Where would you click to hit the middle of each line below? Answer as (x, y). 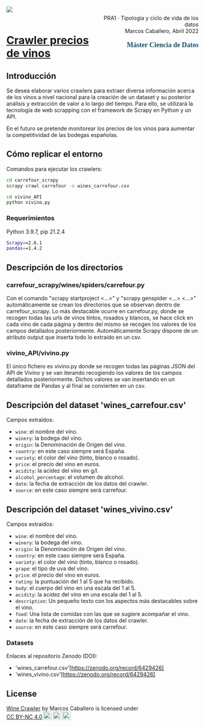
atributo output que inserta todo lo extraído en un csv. (74, 337)
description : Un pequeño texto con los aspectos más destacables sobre (106, 601)
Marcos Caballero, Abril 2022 (162, 31)
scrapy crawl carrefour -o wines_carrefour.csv (68, 186)
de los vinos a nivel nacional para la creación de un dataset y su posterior (99, 97)
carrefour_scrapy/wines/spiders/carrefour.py (76, 285)
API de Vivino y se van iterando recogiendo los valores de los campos (94, 373)
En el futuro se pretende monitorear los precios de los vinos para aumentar (101, 128)
